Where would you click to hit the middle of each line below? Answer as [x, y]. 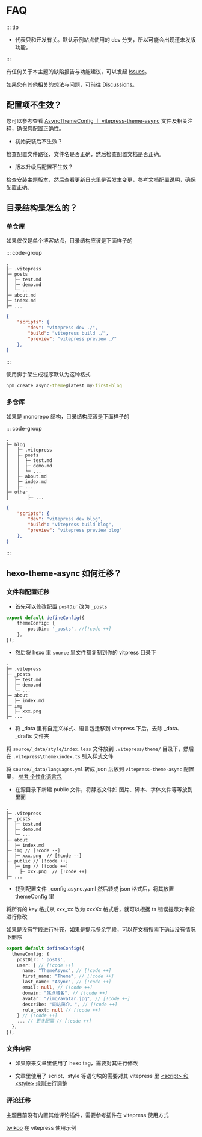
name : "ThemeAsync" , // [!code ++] [67, 971]
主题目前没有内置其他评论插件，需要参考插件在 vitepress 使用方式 [88, 1115]
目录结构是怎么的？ [42, 208]
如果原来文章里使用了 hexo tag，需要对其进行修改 [76, 1063]
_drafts [23, 736]
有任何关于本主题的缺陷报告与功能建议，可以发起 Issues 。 [78, 71]
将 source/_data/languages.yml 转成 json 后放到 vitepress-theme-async [94, 769]
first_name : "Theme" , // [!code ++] [68, 976]
